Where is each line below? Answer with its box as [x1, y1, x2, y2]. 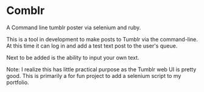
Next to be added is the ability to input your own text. [6, 54, 139, 61]
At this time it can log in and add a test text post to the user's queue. [6, 42, 178, 49]
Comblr [6, 4, 45, 18]
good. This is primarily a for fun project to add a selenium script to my [6, 72, 181, 79]
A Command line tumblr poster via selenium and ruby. [6, 24, 141, 31]
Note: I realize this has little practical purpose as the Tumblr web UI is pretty [6, 65, 197, 73]
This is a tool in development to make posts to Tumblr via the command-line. [6, 35, 198, 43]
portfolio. [6, 79, 29, 86]
